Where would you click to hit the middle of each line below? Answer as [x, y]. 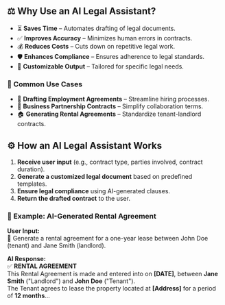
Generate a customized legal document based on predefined [105, 176]
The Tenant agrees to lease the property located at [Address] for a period [111, 289]
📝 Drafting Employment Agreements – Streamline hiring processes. [113, 99]
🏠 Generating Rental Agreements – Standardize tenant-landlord [109, 114]
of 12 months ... [28, 296]
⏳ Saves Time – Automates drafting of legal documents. [96, 28]
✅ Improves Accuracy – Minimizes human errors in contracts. [105, 38]
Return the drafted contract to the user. [73, 198]
